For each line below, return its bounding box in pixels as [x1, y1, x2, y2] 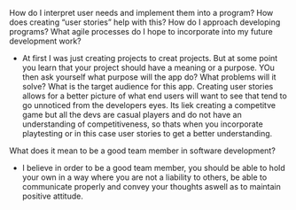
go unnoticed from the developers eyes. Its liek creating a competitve [21, 100, 277, 110]
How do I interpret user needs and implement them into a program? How [9, 8, 274, 18]
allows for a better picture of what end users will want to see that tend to [21, 90, 288, 101]
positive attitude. [21, 191, 84, 201]
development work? [9, 35, 82, 46]
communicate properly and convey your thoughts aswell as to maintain [21, 182, 281, 191]
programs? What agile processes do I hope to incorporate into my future [9, 27, 273, 36]
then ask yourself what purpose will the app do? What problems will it [21, 72, 277, 82]
